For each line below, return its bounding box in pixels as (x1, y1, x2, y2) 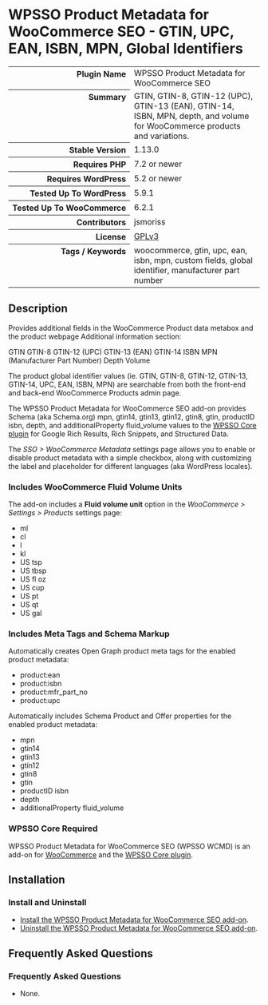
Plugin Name (77, 68, 127, 79)
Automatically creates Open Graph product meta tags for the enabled (8, 646, 236, 656)
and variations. (134, 130, 190, 141)
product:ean (19, 670, 61, 680)
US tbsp (19, 566, 47, 576)
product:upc (19, 696, 61, 705)
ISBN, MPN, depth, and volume (134, 110, 250, 121)
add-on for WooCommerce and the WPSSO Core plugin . (8, 849, 194, 860)
